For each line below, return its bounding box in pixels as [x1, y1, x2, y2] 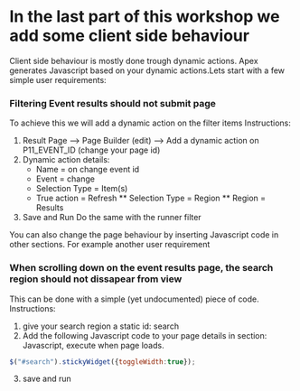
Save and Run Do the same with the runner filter [22, 212, 202, 223]
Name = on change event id [35, 164, 140, 175]
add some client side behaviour [9, 25, 250, 46]
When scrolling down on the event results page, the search [9, 262, 274, 275]
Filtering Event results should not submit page [9, 97, 217, 109]
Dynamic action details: [22, 154, 110, 165]
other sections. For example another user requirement [9, 239, 211, 250]
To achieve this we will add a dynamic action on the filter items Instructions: [9, 117, 291, 128]
